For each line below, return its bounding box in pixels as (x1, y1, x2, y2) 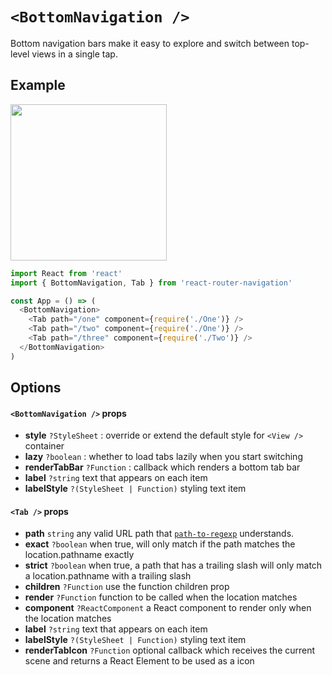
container (24, 440, 65, 452)
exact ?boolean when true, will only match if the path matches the (24, 538, 296, 550)
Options (10, 379, 62, 397)
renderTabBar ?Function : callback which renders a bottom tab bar (24, 461, 301, 473)
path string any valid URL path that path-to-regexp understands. (24, 528, 295, 540)
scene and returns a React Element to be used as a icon (24, 655, 255, 667)
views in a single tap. (31, 48, 118, 60)
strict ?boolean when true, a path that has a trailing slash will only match (24, 559, 323, 572)
